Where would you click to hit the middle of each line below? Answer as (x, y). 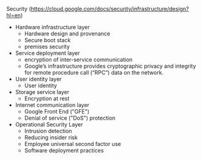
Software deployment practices (64, 150)
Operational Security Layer (49, 124)
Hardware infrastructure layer (52, 27)
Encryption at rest (47, 98)
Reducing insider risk (51, 137)
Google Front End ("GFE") (57, 111)
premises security (47, 46)
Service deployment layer (47, 53)
